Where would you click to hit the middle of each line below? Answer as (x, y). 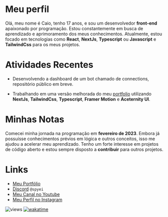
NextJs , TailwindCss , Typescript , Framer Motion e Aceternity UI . (81, 99)
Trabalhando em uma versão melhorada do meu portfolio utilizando (82, 93)
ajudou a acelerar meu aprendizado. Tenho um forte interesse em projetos (82, 144)
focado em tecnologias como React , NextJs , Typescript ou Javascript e (81, 39)
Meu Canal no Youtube (36, 194)
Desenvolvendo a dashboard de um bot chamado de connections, (81, 78)
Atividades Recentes (49, 65)
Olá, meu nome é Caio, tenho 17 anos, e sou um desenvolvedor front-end (81, 23)
